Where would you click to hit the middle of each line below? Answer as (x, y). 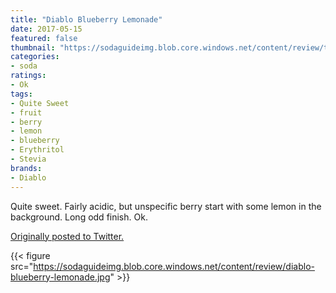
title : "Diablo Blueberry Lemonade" (86, 19)
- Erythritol (37, 150)
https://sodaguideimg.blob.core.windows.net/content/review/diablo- (174, 266)
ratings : (28, 76)
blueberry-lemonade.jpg (60, 277)
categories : (35, 57)
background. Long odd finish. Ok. (79, 217)
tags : (21, 94)
